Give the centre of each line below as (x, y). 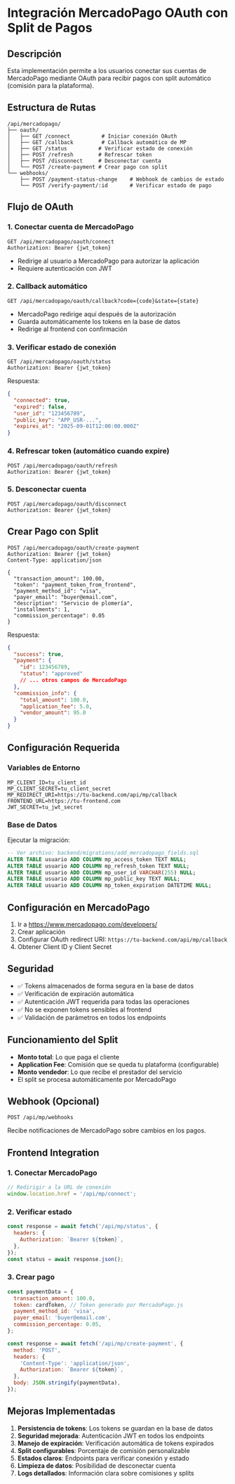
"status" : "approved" (51, 674)
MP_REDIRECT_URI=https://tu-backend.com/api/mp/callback (92, 795)
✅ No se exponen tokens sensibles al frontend (85, 1009)
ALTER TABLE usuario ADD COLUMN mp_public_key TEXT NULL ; (94, 879)
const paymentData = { (40, 1291)
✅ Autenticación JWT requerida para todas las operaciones (103, 1001)
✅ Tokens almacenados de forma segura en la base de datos (106, 986)
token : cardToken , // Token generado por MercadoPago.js (99, 1305)
